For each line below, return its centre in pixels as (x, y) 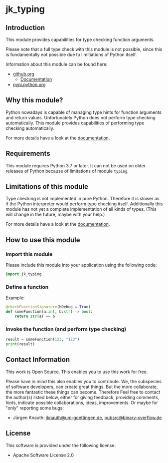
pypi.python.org (29, 84)
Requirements (28, 154)
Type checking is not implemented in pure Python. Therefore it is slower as (83, 199)
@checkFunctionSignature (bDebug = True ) (48, 307)
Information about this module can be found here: (57, 64)
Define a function (27, 287)
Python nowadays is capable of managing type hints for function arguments (84, 112)
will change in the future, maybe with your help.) (55, 215)
